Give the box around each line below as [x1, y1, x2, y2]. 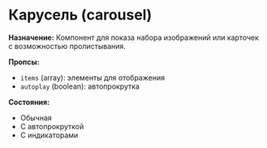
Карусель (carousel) [8, 6, 153, 24]
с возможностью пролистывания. [8, 41, 126, 50]
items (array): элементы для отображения [19, 72, 165, 82]
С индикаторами [19, 130, 79, 140]
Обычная [19, 112, 53, 123]
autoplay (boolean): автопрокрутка [19, 81, 140, 91]
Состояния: [8, 97, 50, 107]
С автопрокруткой [19, 121, 84, 131]
